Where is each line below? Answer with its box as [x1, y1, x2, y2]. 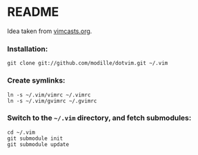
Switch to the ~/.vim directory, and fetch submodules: [7, 113, 192, 123]
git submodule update [7, 141, 70, 148]
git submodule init [7, 135, 63, 142]
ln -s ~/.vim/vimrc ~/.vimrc [7, 91, 91, 99]
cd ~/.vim [7, 129, 36, 136]
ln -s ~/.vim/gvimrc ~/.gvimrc [7, 97, 97, 104]
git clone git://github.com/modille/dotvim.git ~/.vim [7, 60, 168, 67]
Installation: [7, 44, 48, 54]
